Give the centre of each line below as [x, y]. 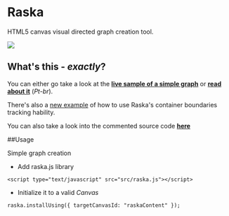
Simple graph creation [39, 153]
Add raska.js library [46, 166]
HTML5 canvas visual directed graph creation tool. [80, 32]
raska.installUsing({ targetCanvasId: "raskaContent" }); [94, 205]
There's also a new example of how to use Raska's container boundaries [112, 104]
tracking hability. [31, 112]
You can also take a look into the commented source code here [99, 126]
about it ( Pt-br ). [30, 91]
